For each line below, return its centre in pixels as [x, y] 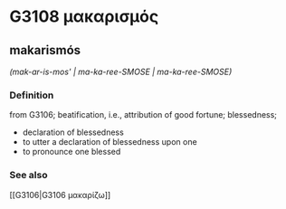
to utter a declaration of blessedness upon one [110, 142]
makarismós [45, 50]
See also [29, 176]
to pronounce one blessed [71, 152]
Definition [32, 95]
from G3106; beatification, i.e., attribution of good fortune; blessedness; [143, 115]
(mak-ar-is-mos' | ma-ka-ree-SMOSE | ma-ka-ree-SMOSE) [121, 71]
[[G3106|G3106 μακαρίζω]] [60, 195]
